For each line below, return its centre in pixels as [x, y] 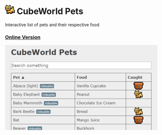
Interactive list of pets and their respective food [52, 25]
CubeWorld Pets [50, 11]
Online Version [23, 37]
